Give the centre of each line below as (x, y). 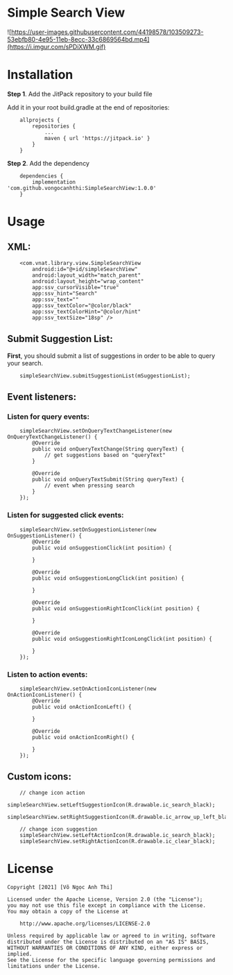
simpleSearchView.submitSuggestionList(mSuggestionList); (105, 376)
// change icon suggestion (59, 829)
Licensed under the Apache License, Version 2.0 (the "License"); (105, 899)
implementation (54, 182)
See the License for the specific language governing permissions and (111, 960)
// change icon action (52, 793)
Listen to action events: (48, 674)
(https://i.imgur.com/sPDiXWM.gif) (57, 46)
